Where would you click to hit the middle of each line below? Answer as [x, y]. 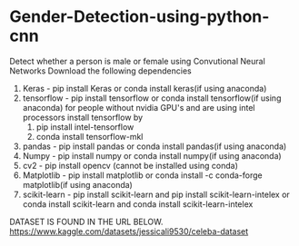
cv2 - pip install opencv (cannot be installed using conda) [130, 165]
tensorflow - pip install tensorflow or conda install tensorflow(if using [152, 98]
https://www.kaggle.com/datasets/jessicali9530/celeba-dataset [129, 231]
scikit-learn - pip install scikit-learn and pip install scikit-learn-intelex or [156, 194]
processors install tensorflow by [83, 117]
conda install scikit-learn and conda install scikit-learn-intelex [138, 204]
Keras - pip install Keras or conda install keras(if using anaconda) [145, 88]
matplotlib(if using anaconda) [78, 184]
